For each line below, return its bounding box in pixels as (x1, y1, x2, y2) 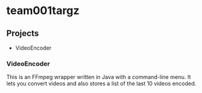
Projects (6, 28, 39, 39)
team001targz (6, 4, 80, 18)
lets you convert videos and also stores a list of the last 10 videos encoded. (6, 80, 196, 87)
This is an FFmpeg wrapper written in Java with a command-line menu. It (6, 73, 192, 81)
